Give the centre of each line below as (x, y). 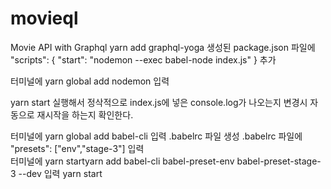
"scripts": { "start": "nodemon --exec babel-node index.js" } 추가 (143, 59)
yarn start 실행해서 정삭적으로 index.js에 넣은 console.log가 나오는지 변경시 (159, 102)
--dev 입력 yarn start (60, 173)
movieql (44, 18)
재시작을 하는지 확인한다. (85, 114)
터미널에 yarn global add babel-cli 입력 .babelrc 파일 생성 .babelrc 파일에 (156, 136)
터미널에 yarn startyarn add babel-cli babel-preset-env (122, 161)
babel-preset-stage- (279, 161)
